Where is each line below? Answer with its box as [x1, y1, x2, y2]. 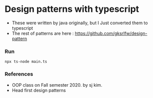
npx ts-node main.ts [4, 59, 48, 64]
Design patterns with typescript [4, 3, 140, 15]
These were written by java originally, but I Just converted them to [11, 20, 148, 26]
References [4, 71, 33, 78]
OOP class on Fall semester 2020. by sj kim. [11, 82, 103, 88]
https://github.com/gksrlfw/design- [75, 30, 148, 36]
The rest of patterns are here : [11, 30, 74, 36]
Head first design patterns [11, 87, 66, 93]
